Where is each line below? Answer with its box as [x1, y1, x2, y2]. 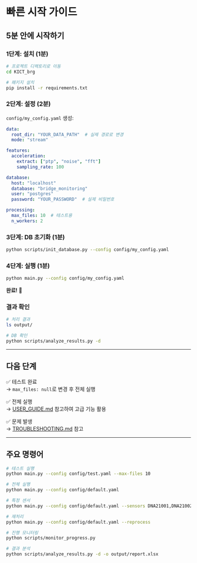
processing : [6, 207, 35, 213]
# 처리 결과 [6, 317, 30, 323]
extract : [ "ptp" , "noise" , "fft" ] [16, 159, 101, 165]
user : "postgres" [11, 191, 54, 197]
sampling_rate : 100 [16, 164, 64, 170]
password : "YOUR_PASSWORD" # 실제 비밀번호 [11, 196, 114, 203]
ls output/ [6, 322, 33, 328]
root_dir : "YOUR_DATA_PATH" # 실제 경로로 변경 [11, 132, 124, 138]
